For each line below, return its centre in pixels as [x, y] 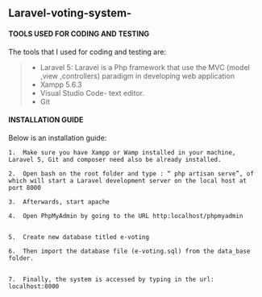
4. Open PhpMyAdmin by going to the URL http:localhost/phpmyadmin [126, 216]
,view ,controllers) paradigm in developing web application [137, 76]
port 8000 [25, 188]
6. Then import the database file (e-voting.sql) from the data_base [129, 251]
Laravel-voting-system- [70, 13]
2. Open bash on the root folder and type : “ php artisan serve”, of [131, 173]
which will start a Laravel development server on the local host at [128, 180]
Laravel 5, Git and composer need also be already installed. [115, 159]
